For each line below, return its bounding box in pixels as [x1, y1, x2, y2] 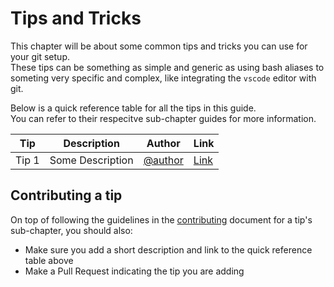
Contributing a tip [10, 187, 123, 204]
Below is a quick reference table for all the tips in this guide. [10, 102, 257, 114]
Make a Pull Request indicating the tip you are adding [24, 265, 245, 277]
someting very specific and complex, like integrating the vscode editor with [10, 72, 317, 84]
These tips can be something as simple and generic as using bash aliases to [10, 61, 325, 73]
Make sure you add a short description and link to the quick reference [24, 243, 313, 256]
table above [24, 254, 74, 266]
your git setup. [10, 50, 70, 62]
